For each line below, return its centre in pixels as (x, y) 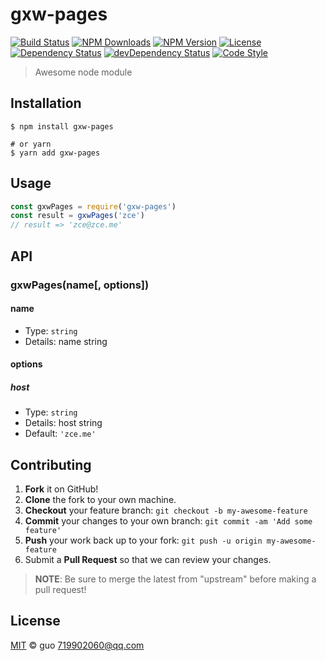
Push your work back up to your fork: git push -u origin (143, 540)
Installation (46, 103)
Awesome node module (83, 72)
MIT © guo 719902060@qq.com (77, 645)
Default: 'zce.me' (60, 434)
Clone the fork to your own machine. (100, 500)
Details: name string (66, 341)
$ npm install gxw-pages (62, 126)
